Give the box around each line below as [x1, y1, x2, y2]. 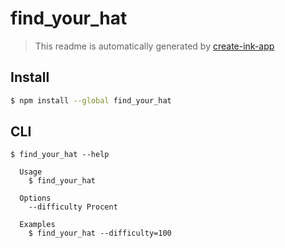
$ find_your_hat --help [10, 150, 110, 160]
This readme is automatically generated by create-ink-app [34, 40, 275, 52]
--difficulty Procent [28, 202, 118, 212]
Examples [19, 220, 56, 230]
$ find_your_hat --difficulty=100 [28, 228, 172, 239]
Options [19, 193, 52, 204]
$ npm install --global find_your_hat [10, 95, 172, 106]
